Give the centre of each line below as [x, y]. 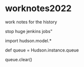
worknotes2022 [38, 8]
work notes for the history [31, 22]
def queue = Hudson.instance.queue [42, 50]
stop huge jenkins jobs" [29, 31]
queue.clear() [19, 59]
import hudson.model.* [28, 41]
